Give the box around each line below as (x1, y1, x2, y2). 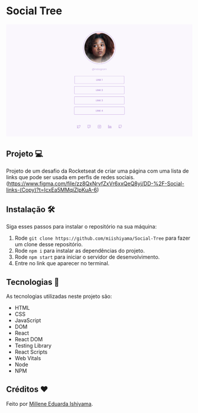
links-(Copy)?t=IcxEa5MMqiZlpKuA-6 (6, 186, 98, 193)
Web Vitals (14, 355, 41, 362)
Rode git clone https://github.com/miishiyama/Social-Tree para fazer (14, 234, 191, 242)
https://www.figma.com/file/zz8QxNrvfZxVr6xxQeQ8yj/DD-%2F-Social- (8, 180, 184, 188)
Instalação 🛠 (6, 204, 55, 214)
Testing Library (14, 342, 52, 350)
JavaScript (14, 317, 41, 324)
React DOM (14, 336, 43, 343)
